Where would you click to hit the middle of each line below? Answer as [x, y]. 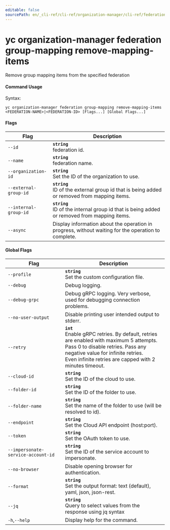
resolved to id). [83, 412]
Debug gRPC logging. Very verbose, [108, 294]
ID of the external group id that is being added [107, 189]
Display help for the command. [101, 520]
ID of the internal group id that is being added [106, 209]
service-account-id [31, 455]
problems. [77, 306]
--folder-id [22, 390]
